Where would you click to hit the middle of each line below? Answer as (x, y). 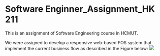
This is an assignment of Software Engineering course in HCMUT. (72, 33)
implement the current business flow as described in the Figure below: (77, 48)
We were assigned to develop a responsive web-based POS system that (78, 42)
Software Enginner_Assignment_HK (80, 9)
